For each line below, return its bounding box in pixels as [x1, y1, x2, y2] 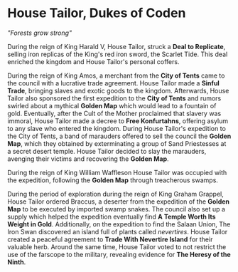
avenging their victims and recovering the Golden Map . [7, 155, 169, 163]
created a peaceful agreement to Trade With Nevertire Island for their [7, 235, 213, 244]
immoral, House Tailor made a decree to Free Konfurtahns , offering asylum [7, 116, 229, 125]
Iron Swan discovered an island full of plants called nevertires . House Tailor [7, 227, 228, 236]
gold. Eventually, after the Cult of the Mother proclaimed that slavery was [7, 109, 222, 117]
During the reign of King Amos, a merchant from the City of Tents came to [7, 71, 225, 80]
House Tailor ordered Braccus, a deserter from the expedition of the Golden [7, 197, 229, 206]
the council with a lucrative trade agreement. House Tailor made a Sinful [7, 78, 220, 87]
